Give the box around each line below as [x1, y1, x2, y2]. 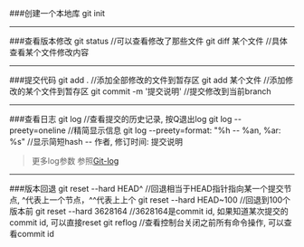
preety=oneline [9, 125, 66, 136]
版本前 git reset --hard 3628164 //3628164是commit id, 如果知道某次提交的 [9, 206, 289, 216]
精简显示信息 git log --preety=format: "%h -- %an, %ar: [73, 125, 281, 136]
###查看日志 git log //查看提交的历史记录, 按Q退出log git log [9, 114, 233, 124]
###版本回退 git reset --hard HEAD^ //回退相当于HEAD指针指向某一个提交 [9, 184, 284, 194]
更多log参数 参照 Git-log [31, 156, 119, 166]
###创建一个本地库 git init [9, 8, 106, 18]
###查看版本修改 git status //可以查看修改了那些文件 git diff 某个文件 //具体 [9, 35, 288, 46]
